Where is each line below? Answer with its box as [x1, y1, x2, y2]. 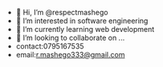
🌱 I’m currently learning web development [15, 25, 155, 33]
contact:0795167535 [15, 41, 84, 51]
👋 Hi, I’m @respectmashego [15, 8, 108, 17]
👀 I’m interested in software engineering [15, 16, 149, 26]
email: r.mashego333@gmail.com [15, 50, 125, 59]
